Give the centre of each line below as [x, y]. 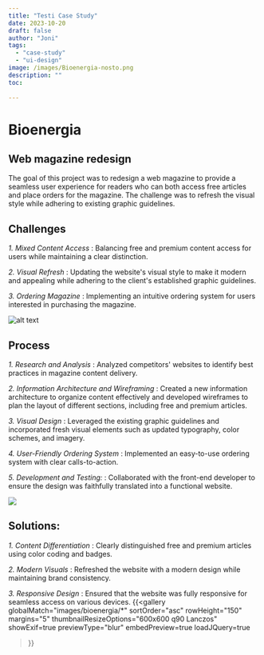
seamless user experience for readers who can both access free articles [128, 187]
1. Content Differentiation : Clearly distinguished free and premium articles [130, 545]
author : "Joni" [33, 38]
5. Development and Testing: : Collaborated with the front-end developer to [132, 477]
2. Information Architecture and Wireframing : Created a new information [128, 388]
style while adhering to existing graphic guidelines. [92, 204]
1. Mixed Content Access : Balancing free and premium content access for [130, 248]
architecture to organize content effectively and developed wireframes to [128, 397]
